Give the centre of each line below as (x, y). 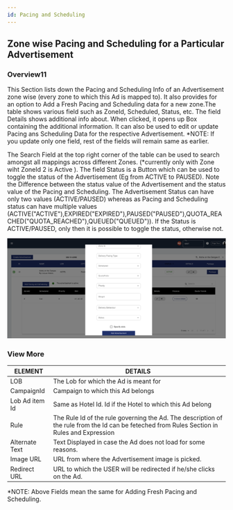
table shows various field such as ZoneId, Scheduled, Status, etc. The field (114, 112)
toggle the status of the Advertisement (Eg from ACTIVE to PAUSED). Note (113, 177)
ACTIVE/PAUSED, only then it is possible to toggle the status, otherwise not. (115, 229)
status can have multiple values (52, 207)
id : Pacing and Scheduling (46, 15)
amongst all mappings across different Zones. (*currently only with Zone (111, 162)
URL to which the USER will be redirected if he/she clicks (134, 469)
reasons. (66, 449)
